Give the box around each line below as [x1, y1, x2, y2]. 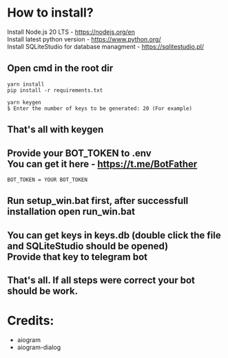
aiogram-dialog [17, 343, 61, 352]
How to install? [7, 5, 94, 21]
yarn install [7, 81, 45, 88]
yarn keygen [7, 99, 41, 106]
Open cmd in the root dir [7, 62, 114, 74]
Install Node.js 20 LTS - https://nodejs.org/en [7, 28, 136, 36]
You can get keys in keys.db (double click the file [7, 229, 222, 241]
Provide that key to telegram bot [7, 251, 148, 263]
